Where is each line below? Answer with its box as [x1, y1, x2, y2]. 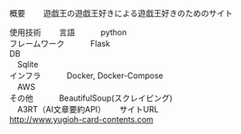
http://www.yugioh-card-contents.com [9, 114, 153, 124]
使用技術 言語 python [9, 27, 127, 38]
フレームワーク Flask [9, 39, 111, 49]
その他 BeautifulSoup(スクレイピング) [9, 93, 173, 103]
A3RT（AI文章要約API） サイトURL [16, 104, 160, 114]
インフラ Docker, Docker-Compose [9, 70, 164, 81]
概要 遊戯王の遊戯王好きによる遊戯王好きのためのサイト [9, 8, 233, 18]
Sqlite [16, 59, 39, 69]
